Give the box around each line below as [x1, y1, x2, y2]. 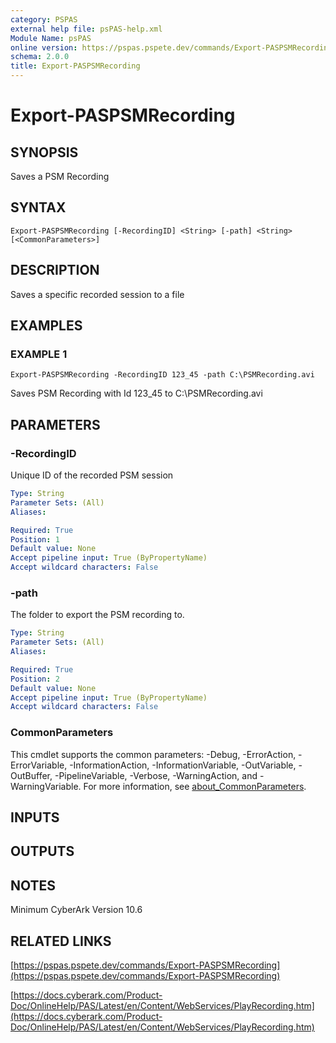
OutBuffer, [10, 769, 53, 781]
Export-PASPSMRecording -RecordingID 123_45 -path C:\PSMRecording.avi [10, 370, 315, 380]
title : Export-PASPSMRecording [10, 61, 141, 71]
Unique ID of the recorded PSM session [10, 469, 174, 481]
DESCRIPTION [10, 262, 100, 279]
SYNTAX [10, 199, 67, 216]
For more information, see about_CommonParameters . [83, 780, 307, 792]
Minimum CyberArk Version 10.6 [10, 904, 143, 916]
